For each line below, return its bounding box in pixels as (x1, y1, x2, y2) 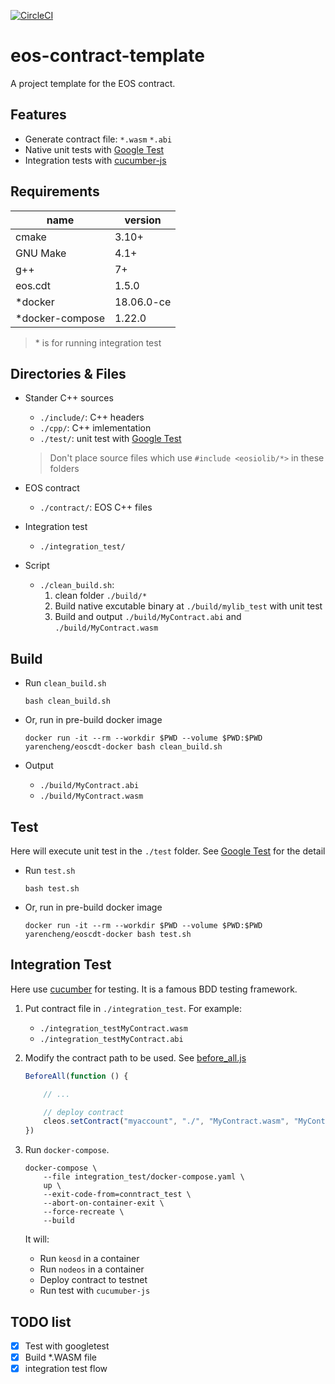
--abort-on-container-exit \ (43, 1198, 165, 1209)
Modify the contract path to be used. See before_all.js (24, 1051, 247, 1064)
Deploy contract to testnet (39, 1274, 148, 1286)
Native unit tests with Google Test (24, 143, 165, 155)
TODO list (10, 1313, 72, 1330)
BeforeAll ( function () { (24, 1071, 129, 1081)
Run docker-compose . (24, 1144, 110, 1156)
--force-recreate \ (43, 1207, 125, 1217)
